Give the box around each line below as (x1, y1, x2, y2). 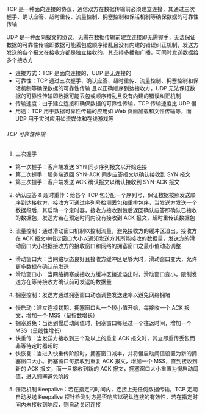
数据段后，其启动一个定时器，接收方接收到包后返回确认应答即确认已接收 (15, 207, 197, 214)
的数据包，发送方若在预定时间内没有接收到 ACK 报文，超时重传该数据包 (15, 214, 195, 221)
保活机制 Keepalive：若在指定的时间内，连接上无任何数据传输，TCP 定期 (15, 386, 198, 393)
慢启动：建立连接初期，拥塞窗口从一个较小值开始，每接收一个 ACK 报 (15, 304, 190, 312)
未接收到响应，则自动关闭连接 (26, 401, 101, 409)
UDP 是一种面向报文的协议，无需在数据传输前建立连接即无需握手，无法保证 (6, 34, 196, 41)
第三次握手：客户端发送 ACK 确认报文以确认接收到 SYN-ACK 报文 (15, 179, 180, 186)
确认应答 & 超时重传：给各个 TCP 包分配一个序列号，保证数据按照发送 (15, 191, 191, 199)
